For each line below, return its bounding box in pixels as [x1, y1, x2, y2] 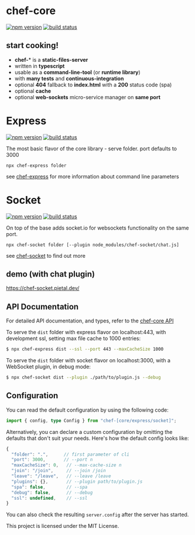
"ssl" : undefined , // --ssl [11, 495, 88, 501]
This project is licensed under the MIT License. [6, 523, 119, 530]
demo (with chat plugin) [6, 269, 95, 280]
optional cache [14, 87, 52, 95]
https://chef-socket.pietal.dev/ [6, 285, 80, 292]
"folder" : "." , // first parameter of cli [11, 451, 130, 457]
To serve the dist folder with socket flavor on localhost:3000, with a [6, 357, 171, 364]
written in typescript [14, 62, 65, 69]
